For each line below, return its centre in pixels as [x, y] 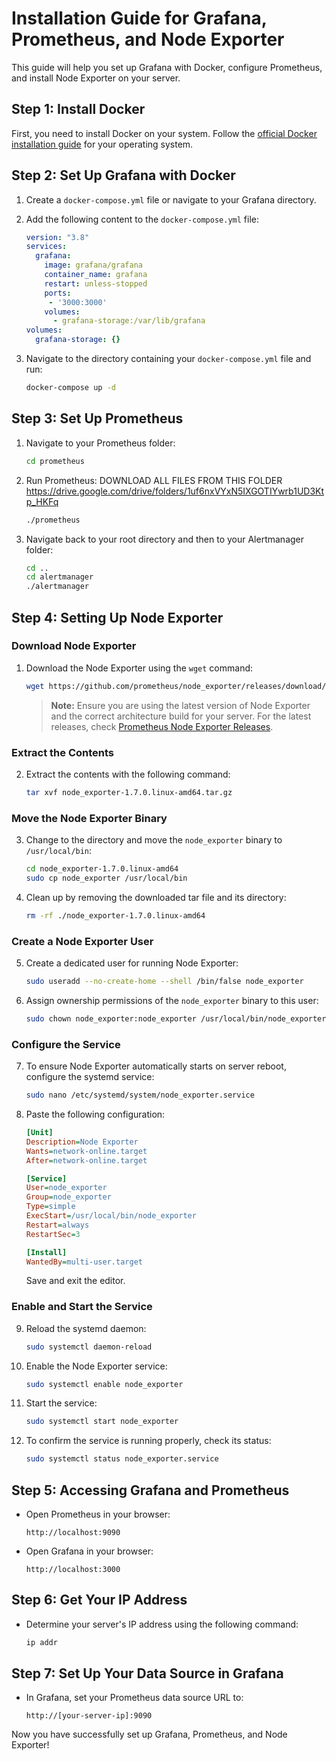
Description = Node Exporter [82, 1142]
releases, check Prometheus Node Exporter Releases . [162, 726]
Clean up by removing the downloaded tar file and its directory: [156, 897]
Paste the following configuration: [95, 1114]
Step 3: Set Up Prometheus [97, 418]
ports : [58, 293]
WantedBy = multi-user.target [84, 1262]
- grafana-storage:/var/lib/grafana [129, 321]
